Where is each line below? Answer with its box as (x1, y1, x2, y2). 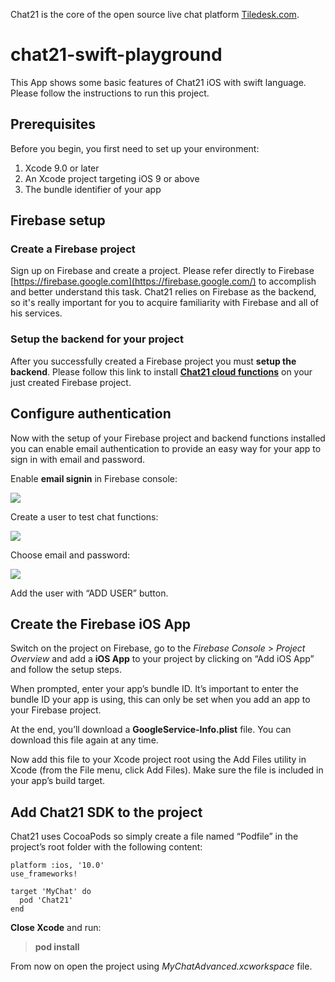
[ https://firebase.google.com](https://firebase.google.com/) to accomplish (10, 275, 317, 288)
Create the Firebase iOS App (10, 615, 191, 633)
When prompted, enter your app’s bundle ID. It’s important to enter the (10, 683, 300, 695)
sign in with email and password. (10, 453, 146, 465)
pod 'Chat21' (19, 895, 74, 906)
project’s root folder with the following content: (10, 841, 203, 853)
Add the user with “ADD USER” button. (10, 587, 169, 599)
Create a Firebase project (10, 242, 136, 256)
